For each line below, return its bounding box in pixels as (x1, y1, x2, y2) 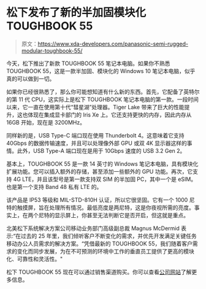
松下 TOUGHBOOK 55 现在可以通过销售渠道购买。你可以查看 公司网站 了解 (6, 268, 192, 276)
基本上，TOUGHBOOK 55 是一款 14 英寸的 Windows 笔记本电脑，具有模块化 (6, 160, 199, 168)
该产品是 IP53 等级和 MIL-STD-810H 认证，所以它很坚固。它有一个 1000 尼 (6, 196, 195, 203)
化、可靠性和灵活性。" (6, 255, 63, 263)
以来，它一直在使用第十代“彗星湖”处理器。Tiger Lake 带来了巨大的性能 (6, 103, 185, 110)
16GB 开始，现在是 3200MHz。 (6, 118, 86, 126)
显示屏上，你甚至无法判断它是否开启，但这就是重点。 (54, 211, 189, 218)
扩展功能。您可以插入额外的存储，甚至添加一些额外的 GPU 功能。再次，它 (6, 168, 193, 175)
